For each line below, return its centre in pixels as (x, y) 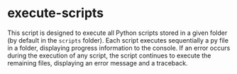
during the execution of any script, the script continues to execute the (109, 55)
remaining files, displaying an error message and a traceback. (98, 63)
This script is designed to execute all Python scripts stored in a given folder (117, 33)
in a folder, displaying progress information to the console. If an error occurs (119, 48)
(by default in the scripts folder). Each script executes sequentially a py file (118, 40)
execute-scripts (56, 13)
